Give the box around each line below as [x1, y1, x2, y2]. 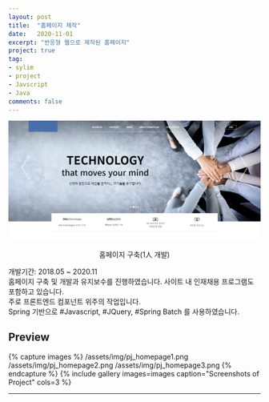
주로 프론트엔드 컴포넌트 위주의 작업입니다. [8, 297, 142, 307]
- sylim [8, 64, 34, 72]
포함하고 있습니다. [8, 287, 65, 296]
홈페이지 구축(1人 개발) [98, 250, 171, 259]
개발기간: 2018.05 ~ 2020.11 [8, 267, 98, 276]
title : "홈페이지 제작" [8, 21, 82, 30]
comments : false [8, 97, 62, 106]
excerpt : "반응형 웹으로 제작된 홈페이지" [8, 38, 130, 46]
